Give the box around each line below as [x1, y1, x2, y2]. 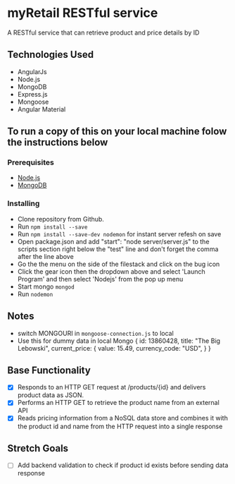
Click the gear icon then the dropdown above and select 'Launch [17, 267, 205, 276]
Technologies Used [7, 49, 94, 61]
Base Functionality [7, 364, 91, 376]
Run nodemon [17, 289, 53, 298]
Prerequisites [7, 157, 54, 167]
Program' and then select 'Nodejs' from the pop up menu [17, 274, 184, 283]
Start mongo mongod [17, 282, 75, 291]
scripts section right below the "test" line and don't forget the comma [17, 245, 219, 253]
